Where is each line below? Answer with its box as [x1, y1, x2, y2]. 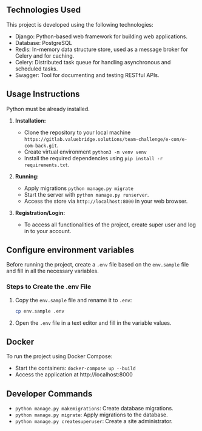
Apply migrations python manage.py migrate [24, 185, 133, 192]
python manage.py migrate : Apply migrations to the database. [15, 411, 168, 418]
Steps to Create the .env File [6, 282, 92, 291]
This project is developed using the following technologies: [6, 21, 153, 28]
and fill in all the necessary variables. [6, 267, 99, 275]
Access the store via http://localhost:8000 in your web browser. [24, 197, 188, 205]
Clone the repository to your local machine [24, 129, 131, 136]
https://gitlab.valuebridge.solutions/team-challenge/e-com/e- [24, 136, 188, 142]
